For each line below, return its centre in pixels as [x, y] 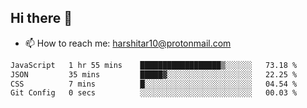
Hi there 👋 [41, 18]
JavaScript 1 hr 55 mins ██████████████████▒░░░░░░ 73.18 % [154, 65]
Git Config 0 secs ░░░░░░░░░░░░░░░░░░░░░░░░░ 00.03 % [154, 93]
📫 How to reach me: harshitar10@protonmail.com [128, 43]
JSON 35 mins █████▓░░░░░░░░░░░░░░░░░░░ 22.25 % [154, 74]
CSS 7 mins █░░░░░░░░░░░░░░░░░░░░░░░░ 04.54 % [154, 84]
